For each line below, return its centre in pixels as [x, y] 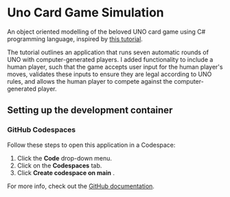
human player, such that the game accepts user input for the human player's [115, 67]
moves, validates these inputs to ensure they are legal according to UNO [110, 74]
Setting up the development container [90, 110]
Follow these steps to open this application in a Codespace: [91, 145]
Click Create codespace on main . [66, 172]
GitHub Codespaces [42, 130]
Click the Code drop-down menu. [64, 158]
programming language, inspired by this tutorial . [75, 38]
